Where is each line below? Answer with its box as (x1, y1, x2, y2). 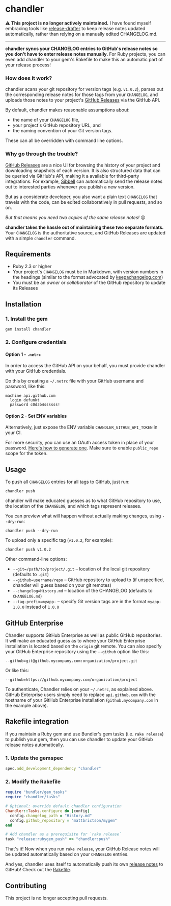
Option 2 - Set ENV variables (5, 413, 67, 419)
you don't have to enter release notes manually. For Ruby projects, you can (5, 51, 166, 57)
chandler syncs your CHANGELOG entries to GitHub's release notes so (5, 45, 158, 52)
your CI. (5, 430, 22, 436)
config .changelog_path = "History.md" (10, 813, 93, 818)
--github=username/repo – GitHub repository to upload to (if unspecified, (12, 577, 164, 583)
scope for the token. (5, 450, 48, 457)
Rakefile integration (5, 717, 69, 726)
